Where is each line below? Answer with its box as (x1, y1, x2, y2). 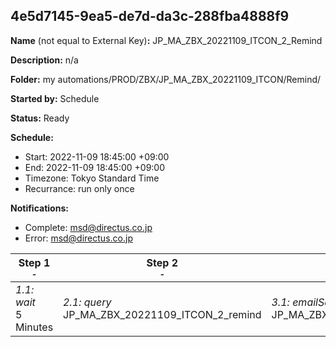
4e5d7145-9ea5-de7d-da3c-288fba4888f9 (10, 8, 290, 25)
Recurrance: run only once (24, 182, 135, 194)
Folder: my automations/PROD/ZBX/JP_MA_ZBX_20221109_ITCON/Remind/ (10, 73, 322, 85)
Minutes (15, 320, 54, 334)
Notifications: (10, 202, 69, 214)
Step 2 (146, 255, 179, 269)
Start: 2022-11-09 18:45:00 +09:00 (24, 150, 170, 163)
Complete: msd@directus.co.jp (24, 221, 153, 233)
